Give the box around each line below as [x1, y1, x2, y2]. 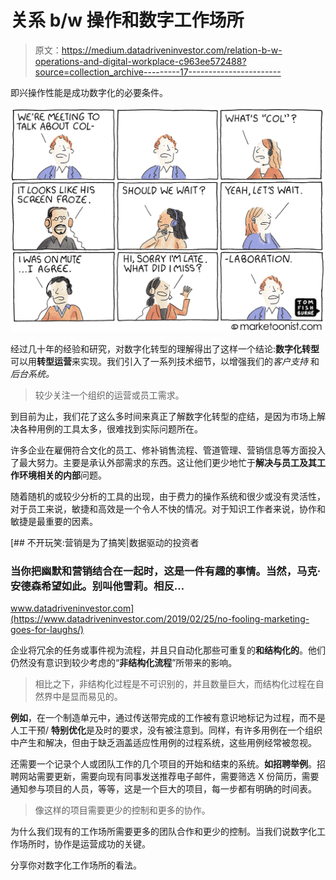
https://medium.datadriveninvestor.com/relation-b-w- [61, 44, 283, 56]
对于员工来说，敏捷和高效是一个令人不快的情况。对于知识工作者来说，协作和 [10, 502, 326, 515]
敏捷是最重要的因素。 [10, 515, 98, 527]
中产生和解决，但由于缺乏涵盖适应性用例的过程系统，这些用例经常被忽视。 [10, 737, 317, 749]
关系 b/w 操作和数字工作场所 [10, 9, 245, 32]
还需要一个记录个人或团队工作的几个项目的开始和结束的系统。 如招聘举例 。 [10, 758, 317, 770]
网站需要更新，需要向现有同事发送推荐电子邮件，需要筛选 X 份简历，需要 [18, 771, 320, 783]
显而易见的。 [69, 691, 123, 703]
